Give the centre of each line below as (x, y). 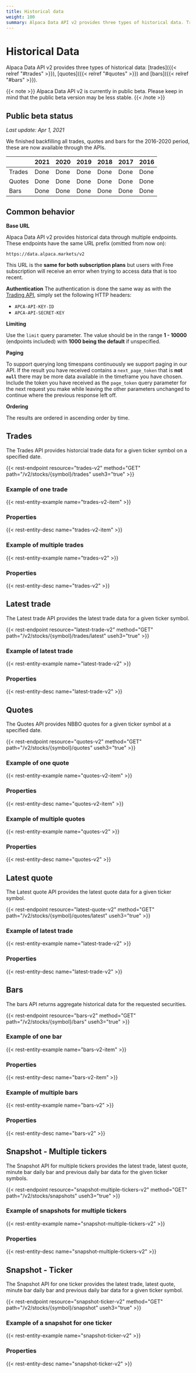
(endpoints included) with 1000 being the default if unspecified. (83, 341)
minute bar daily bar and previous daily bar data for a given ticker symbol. (95, 1290)
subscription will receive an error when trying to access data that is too (91, 271)
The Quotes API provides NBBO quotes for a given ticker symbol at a (88, 724)
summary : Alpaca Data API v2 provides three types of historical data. (95, 22)
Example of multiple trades (45, 545)
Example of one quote (38, 763)
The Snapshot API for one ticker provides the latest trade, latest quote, (91, 1284)
